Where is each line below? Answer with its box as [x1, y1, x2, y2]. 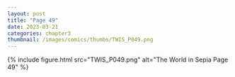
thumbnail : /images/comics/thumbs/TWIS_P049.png [7, 36, 154, 43]
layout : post [7, 10, 46, 17]
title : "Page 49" [7, 17, 59, 24]
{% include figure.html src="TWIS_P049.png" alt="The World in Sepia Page [7, 55, 229, 64]
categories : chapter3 [7, 29, 71, 37]
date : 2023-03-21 [7, 23, 59, 30]
